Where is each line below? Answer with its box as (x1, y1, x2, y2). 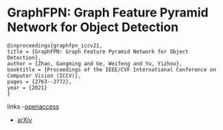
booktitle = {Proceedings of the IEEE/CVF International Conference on (7, 66, 216, 73)
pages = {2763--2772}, (7, 78, 72, 85)
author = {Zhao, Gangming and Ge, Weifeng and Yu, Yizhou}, (7, 60, 183, 67)
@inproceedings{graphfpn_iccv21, (7, 42, 103, 49)
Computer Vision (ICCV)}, (7, 72, 81, 79)
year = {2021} (7, 84, 48, 91)
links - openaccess (7, 102, 60, 111)
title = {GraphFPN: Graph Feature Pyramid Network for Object (7, 48, 189, 55)
